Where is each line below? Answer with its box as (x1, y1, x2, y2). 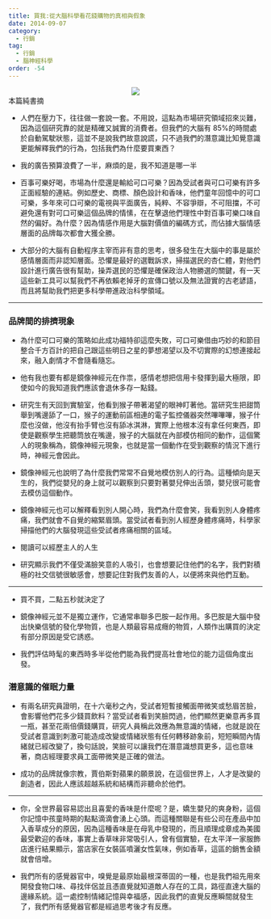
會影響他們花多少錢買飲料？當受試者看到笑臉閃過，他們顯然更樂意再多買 (19, 711, 261, 721)
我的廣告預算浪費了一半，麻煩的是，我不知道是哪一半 (19, 160, 198, 170)
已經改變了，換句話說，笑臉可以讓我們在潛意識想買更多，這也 (34, 741, 240, 752)
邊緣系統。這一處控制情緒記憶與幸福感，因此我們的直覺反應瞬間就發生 (19, 892, 254, 901)
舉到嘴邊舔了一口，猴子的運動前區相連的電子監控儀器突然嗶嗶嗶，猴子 (19, 410, 254, 420)
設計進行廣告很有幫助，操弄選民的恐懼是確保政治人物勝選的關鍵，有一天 (19, 265, 261, 275)
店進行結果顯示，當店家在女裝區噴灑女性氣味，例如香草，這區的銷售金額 (19, 844, 261, 854)
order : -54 (8, 65, 45, 73)
